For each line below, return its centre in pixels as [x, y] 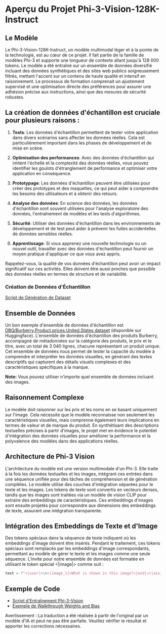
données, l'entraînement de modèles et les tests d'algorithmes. [76, 213]
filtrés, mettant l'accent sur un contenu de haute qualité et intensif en [75, 76]
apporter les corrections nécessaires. [43, 626]
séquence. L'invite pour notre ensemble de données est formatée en [75, 559]
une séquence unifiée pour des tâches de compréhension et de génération [81, 479]
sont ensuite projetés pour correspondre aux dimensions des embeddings [81, 505]
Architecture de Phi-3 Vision [50, 457]
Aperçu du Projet [41, 9]
